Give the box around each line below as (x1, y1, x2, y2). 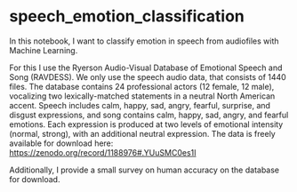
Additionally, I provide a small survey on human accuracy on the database (9, 164, 280, 175)
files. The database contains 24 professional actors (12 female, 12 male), (9, 81, 275, 92)
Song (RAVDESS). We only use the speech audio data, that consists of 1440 (9, 71, 286, 82)
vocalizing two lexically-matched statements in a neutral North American (9, 91, 276, 101)
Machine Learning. (9, 44, 78, 55)
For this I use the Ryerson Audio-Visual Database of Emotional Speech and (9, 62, 283, 73)
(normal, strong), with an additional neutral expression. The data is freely (9, 128, 276, 139)
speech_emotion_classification (9, 6, 245, 27)
